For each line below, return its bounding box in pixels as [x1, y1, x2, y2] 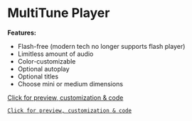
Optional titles [17, 72, 59, 81]
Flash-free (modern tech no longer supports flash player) [17, 42, 186, 50]
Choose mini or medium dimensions [17, 79, 123, 88]
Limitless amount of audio [17, 50, 94, 58]
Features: [7, 28, 37, 37]
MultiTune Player [7, 5, 110, 21]
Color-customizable [17, 57, 76, 65]
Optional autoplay [17, 64, 70, 73]
